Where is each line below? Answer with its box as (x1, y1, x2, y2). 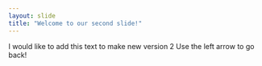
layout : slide (8, 11, 56, 20)
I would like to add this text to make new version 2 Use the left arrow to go (8, 41, 255, 51)
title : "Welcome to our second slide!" (8, 19, 143, 27)
